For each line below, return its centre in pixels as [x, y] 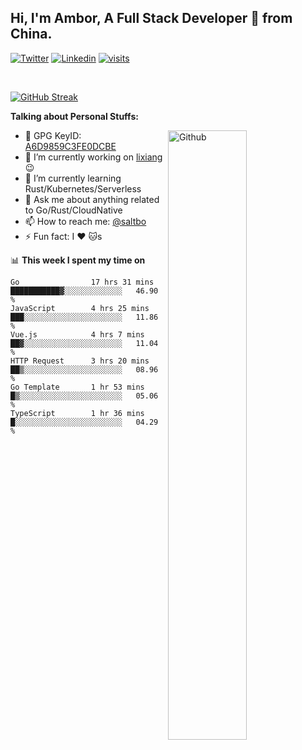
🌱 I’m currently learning [73, 178]
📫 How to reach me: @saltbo [85, 221]
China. [31, 34]
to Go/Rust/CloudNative [73, 210]
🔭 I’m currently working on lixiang [93, 157]
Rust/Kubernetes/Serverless [83, 188]
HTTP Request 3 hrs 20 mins [80, 361]
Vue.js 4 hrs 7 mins [77, 334]
